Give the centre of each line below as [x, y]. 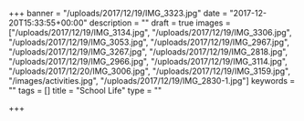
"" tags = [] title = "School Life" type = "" [85, 91]
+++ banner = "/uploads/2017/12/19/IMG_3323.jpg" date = [118, 13]
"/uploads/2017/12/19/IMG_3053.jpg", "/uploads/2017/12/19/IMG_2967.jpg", [149, 42]
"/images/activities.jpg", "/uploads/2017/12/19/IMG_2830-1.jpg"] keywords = [152, 81]
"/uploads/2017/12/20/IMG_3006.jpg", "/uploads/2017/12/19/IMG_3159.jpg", [150, 71]
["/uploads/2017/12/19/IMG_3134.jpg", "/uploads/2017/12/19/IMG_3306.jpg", [150, 32]
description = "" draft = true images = [160, 23]
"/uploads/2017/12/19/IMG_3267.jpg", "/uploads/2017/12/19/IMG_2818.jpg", [148, 52]
